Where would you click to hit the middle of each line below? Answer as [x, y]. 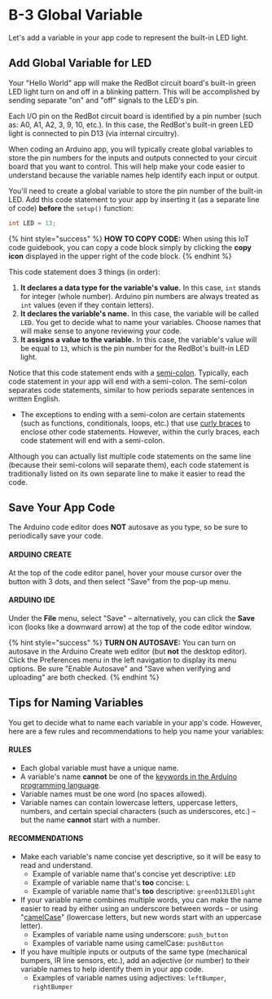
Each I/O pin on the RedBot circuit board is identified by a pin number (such [135, 116]
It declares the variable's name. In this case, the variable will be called [139, 313]
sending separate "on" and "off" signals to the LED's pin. [104, 100]
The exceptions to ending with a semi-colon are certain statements [133, 414]
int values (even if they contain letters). [87, 305]
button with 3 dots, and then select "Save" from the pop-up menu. [119, 581]
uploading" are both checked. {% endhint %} [84, 677]
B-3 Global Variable [76, 15]
